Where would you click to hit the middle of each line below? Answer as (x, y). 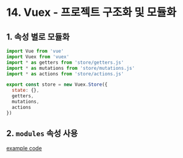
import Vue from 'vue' (35, 51)
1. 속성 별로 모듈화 (38, 37)
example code (24, 148)
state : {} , (26, 91)
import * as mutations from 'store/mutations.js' (71, 68)
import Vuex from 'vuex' (38, 57)
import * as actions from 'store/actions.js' (65, 74)
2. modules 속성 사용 (42, 133)
